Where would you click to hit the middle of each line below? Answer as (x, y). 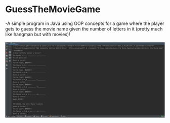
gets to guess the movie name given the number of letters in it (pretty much (84, 28)
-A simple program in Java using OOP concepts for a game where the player (85, 23)
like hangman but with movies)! (38, 34)
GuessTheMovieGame (53, 9)
